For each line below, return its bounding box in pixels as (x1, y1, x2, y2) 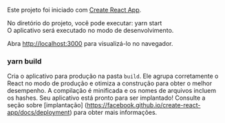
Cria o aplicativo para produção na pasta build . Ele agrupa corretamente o (7, 72, 219, 81)
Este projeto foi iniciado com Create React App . (7, 6, 142, 14)
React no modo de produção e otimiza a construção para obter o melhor (7, 79, 212, 87)
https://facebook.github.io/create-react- (87, 101, 201, 109)
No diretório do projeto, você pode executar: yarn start (7, 19, 162, 27)
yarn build (7, 56, 42, 66)
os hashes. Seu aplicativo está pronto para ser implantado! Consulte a (7, 94, 206, 102)
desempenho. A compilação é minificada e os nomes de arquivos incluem (7, 87, 217, 95)
